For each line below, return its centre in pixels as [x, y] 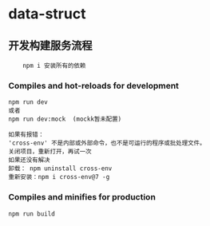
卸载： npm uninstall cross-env [60, 169]
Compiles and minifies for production [82, 197]
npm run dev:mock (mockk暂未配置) [65, 119]
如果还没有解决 [29, 161]
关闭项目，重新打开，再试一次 [50, 152]
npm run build [32, 214]
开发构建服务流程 [50, 45]
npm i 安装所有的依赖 [54, 65]
